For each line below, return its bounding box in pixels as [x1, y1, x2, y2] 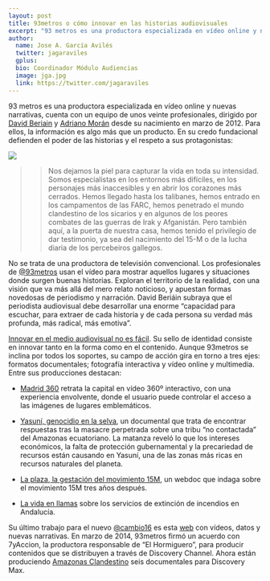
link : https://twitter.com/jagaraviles [15, 79, 149, 87]
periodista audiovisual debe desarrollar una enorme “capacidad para [8, 301, 235, 310]
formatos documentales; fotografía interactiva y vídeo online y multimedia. [8, 359, 255, 369]
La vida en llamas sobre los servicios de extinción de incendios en [19, 498, 239, 508]
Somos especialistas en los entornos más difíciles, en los [47, 174, 237, 184]
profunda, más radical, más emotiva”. [8, 318, 132, 328]
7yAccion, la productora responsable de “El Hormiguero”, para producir [8, 539, 244, 549]
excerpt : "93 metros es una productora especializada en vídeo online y [8, 27, 257, 35]
